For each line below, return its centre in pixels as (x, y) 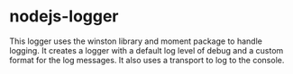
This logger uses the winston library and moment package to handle (136, 41)
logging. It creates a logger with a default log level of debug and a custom (146, 50)
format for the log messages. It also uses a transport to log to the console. (147, 60)
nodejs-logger (64, 16)
